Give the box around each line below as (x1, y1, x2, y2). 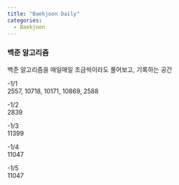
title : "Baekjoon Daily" (7, 10, 80, 18)
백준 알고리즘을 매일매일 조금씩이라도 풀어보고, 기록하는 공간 (7, 65, 173, 74)
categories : (7, 17, 42, 24)
